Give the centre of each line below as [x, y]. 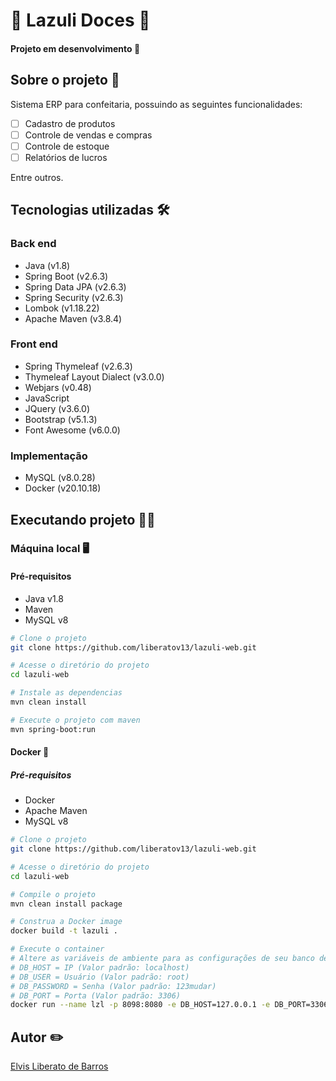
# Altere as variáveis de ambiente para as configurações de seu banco [162, 959]
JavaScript [47, 398]
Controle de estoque [67, 146]
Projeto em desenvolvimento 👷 [75, 48]
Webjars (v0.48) [58, 387]
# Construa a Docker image [66, 922]
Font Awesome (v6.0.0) [72, 430]
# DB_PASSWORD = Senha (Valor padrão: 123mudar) [113, 986]
